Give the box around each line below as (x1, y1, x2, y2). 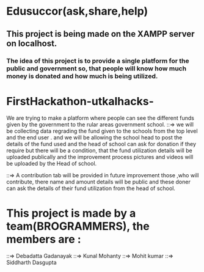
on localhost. (6, 38, 57, 48)
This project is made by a (6, 206, 136, 220)
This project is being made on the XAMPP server (6, 29, 195, 39)
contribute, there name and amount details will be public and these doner (6, 178, 191, 186)
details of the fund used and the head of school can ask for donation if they (6, 141, 197, 148)
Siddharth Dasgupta (6, 259, 57, 266)
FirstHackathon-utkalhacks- (6, 94, 155, 108)
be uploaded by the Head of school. (6, 160, 97, 167)
